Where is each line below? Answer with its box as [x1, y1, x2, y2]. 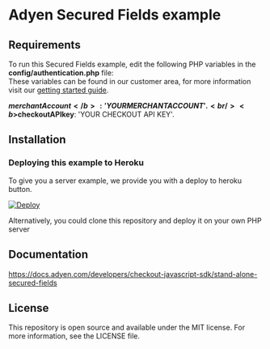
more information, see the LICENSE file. [8, 331, 140, 341]
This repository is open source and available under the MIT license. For [8, 322, 245, 333]
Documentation [8, 248, 89, 262]
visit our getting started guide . [8, 85, 109, 95]
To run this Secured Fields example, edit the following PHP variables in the [8, 59, 256, 69]
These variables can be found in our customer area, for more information [8, 77, 251, 86]
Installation [8, 133, 66, 147]
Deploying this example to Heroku [8, 157, 144, 168]
